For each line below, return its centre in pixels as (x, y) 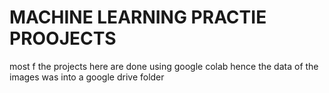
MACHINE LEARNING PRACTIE (138, 17)
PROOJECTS (63, 38)
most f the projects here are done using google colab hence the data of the (164, 66)
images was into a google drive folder (87, 77)
